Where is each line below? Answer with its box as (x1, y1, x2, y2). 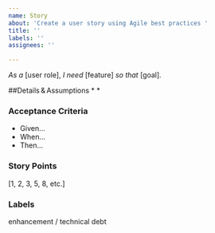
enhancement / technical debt (8, 217, 107, 227)
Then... (19, 140, 44, 150)
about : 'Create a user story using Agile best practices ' (8, 19, 209, 27)
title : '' (8, 26, 41, 34)
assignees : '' (8, 41, 56, 49)
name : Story (8, 11, 48, 20)
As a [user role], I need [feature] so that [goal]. (8, 70, 162, 80)
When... (19, 132, 46, 142)
